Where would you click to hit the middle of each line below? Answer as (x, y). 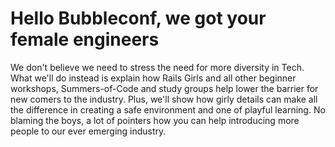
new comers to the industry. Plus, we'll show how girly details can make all (164, 99)
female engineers (85, 39)
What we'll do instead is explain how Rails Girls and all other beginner (153, 78)
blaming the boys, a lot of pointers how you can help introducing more (155, 120)
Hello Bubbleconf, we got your (138, 18)
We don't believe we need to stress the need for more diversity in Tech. (157, 67)
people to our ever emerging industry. (88, 131)
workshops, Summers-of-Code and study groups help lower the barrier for (164, 88)
